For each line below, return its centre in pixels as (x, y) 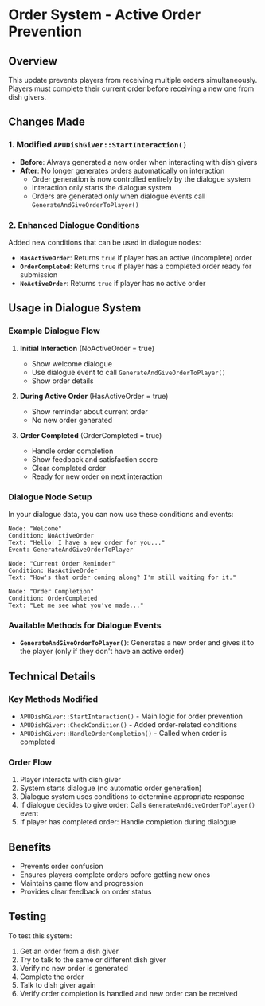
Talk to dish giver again (58, 984)
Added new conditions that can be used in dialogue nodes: (105, 242)
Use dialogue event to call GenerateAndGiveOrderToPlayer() (129, 372)
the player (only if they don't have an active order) (102, 652)
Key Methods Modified (53, 699)
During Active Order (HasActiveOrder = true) (94, 396)
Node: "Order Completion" (51, 591)
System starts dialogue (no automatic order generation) (111, 788)
